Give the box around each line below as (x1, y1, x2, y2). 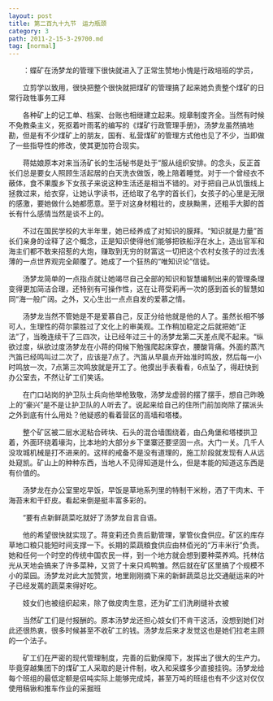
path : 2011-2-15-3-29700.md (8, 34, 104, 43)
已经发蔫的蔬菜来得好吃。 (15, 581, 102, 590)
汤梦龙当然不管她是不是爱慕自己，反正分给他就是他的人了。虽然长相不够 (22, 311, 265, 321)
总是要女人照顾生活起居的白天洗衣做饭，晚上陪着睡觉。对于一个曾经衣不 (22, 168, 265, 178)
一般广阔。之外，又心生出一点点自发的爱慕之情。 (25, 294, 190, 304)
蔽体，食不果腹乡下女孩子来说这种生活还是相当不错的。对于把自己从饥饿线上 (8, 178, 265, 188)
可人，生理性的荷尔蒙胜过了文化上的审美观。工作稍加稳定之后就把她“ (8, 322, 240, 332)
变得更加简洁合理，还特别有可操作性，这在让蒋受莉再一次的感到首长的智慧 (8, 284, 258, 294)
